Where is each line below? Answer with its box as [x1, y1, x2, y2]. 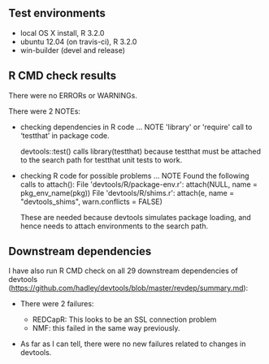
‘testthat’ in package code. [20, 130, 110, 141]
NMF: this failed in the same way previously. [32, 323, 180, 333]
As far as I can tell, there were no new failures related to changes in [20, 339, 246, 349]
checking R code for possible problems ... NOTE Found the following [20, 171, 249, 180]
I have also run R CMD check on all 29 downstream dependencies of [8, 266, 238, 275]
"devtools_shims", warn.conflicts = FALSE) [20, 197, 163, 206]
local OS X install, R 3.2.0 [20, 28, 105, 37]
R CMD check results [8, 69, 117, 83]
